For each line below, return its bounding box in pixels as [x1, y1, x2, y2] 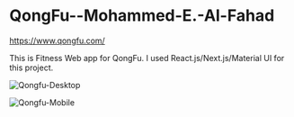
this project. [9, 62, 54, 73]
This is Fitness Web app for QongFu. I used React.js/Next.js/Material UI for [9, 52, 285, 63]
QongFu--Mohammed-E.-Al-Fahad [9, 5, 275, 26]
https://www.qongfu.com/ [9, 35, 105, 46]
